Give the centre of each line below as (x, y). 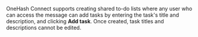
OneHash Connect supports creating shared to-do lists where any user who (99, 9)
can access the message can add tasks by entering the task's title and (93, 15)
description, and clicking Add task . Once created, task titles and (85, 21)
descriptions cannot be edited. (44, 27)
